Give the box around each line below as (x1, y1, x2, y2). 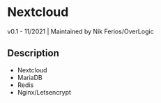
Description (7, 47, 59, 59)
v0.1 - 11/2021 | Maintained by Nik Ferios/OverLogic (7, 27, 155, 35)
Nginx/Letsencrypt (17, 88, 72, 96)
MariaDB (17, 73, 43, 81)
